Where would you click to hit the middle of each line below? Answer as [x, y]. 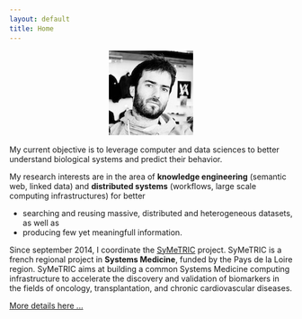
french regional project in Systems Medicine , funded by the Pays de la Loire [151, 259]
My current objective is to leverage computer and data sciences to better [145, 150]
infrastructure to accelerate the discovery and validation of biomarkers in [145, 278]
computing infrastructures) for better [77, 196]
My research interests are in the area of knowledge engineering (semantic [148, 177]
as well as [41, 223]
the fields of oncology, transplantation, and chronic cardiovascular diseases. [151, 287]
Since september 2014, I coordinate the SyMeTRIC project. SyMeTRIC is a [146, 250]
